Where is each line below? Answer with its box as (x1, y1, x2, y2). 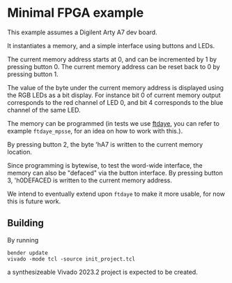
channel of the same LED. (7, 106, 82, 114)
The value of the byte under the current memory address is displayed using (7, 83, 224, 92)
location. (7, 147, 33, 156)
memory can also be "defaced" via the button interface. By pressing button (7, 168, 223, 177)
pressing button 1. (7, 70, 59, 78)
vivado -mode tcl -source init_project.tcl (7, 255, 136, 263)
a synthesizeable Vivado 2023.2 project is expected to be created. (7, 268, 199, 276)
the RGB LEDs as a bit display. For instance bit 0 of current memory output (7, 91, 221, 99)
